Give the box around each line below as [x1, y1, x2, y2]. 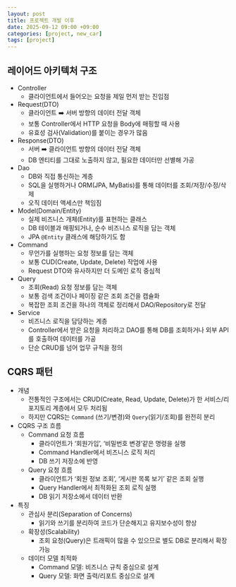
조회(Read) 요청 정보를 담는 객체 [27, 283, 118, 291]
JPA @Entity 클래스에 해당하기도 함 [27, 232, 125, 241]
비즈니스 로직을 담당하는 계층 [27, 316, 108, 325]
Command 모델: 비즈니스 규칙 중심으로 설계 [38, 562, 159, 571]
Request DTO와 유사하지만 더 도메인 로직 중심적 [27, 266, 161, 275]
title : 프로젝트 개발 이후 [7, 17, 75, 24]
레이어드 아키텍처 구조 [7, 64, 97, 76]
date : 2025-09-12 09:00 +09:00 [7, 23, 99, 30]
